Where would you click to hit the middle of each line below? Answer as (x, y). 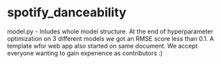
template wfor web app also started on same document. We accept (103, 46)
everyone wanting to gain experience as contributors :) (85, 53)
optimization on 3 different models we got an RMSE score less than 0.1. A (111, 38)
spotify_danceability (67, 13)
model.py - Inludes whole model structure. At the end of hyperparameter (110, 31)
